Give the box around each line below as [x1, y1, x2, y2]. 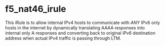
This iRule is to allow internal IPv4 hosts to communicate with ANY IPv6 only [5, 20, 161, 25]
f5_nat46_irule [5, 3, 66, 15]
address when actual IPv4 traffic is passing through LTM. [5, 35, 122, 41]
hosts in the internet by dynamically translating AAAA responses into [5, 24, 145, 30]
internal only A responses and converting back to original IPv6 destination [5, 30, 156, 36]
